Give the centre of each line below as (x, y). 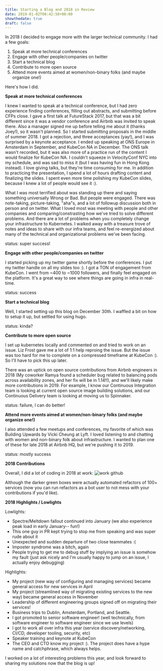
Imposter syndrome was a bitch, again (50, 547)
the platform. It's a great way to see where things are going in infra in (74, 278)
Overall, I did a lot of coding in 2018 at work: (49, 473)
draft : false (18, 23)
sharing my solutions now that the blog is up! (50, 663)
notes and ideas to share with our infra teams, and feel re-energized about (80, 229)
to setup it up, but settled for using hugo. (46, 317)
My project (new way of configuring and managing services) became (81, 581)
